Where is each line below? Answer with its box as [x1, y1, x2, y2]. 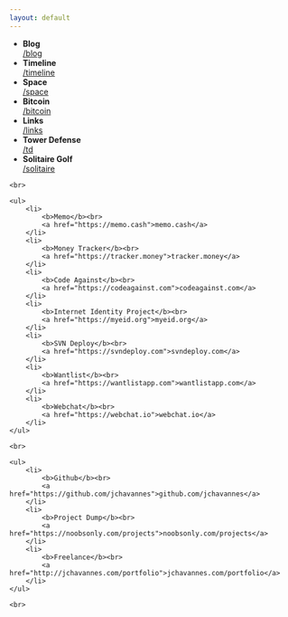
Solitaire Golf [22, 153, 73, 164]
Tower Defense [22, 134, 81, 145]
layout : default [9, 13, 70, 23]
